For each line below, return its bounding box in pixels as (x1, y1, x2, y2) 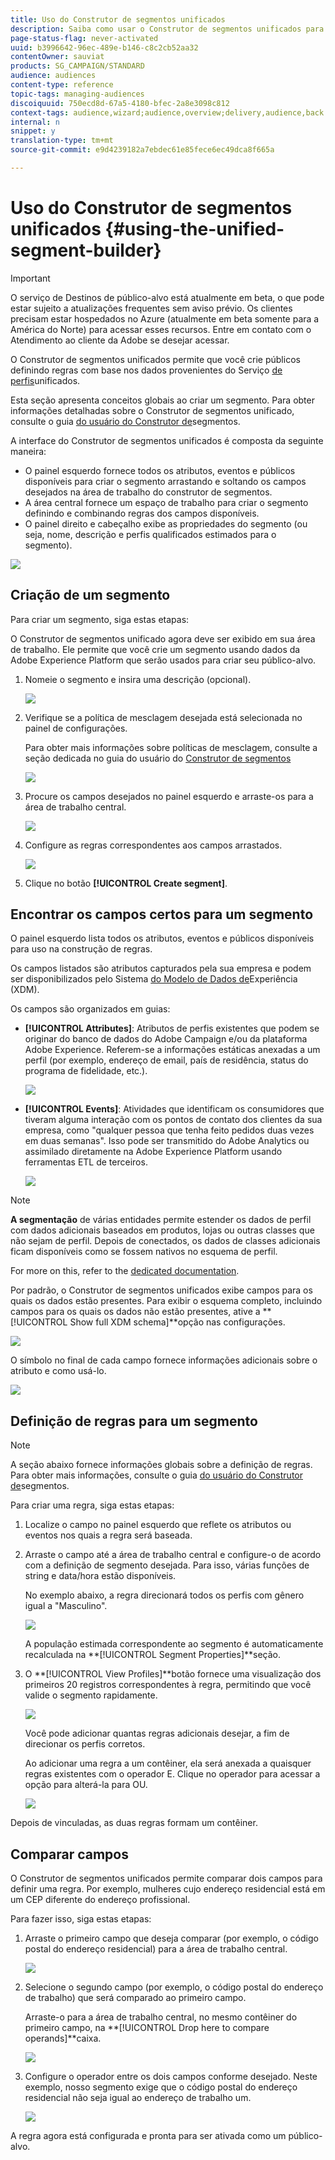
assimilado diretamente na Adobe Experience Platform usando (24, 1146, 283, 1158)
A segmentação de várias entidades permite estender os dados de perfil (10, 1214, 312, 1226)
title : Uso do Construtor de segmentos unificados (10, 14, 226, 25)
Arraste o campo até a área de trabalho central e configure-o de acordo (24, 1549, 322, 1561)
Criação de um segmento (10, 587, 171, 604)
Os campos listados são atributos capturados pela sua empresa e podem (10, 962, 312, 975)
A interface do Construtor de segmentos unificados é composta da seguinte (10, 434, 324, 446)
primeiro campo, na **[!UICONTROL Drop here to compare (24, 2022, 270, 2034)
